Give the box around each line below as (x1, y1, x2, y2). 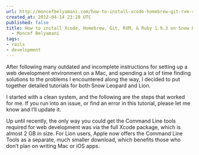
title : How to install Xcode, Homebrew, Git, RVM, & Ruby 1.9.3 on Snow (6, 25, 190, 31)
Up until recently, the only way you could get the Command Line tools (6, 117, 176, 124)
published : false (6, 19, 49, 25)
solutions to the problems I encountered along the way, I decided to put (6, 75, 181, 83)
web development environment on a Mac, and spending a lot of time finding (6, 69, 191, 77)
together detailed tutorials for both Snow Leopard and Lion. (6, 82, 151, 89)
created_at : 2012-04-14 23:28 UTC (6, 14, 92, 20)
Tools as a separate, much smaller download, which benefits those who (6, 136, 181, 143)
